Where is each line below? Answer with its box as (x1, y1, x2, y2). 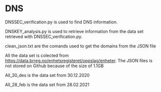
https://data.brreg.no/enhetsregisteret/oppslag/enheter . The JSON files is (5, 57, 153, 63)
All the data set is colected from (5, 52, 69, 58)
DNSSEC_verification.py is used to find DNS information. (5, 19, 118, 25)
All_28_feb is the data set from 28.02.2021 (5, 81, 89, 88)
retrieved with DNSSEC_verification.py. (5, 34, 83, 39)
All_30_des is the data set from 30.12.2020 (5, 72, 90, 78)
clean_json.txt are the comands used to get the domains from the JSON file (5, 43, 157, 49)
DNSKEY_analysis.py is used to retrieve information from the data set (5, 28, 143, 34)
